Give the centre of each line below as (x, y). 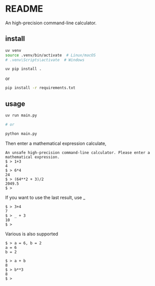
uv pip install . (23, 69)
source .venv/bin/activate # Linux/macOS (50, 55)
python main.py (21, 134)
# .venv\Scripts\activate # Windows (45, 60)
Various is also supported (32, 234)
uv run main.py (21, 115)
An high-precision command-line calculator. (51, 23)
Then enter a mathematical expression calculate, (56, 143)
